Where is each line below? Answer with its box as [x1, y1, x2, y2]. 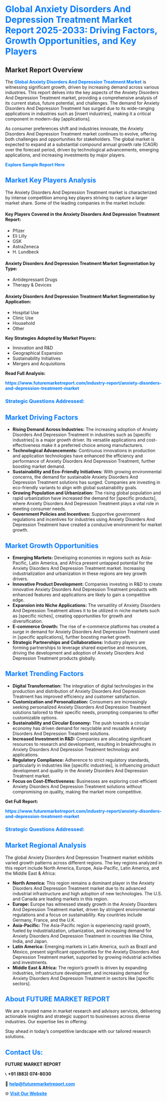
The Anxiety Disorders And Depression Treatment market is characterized [5, 189, 157, 195]
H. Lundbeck [12, 249, 39, 255]
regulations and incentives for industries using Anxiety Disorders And [12, 517, 155, 523]
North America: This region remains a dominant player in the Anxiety [12, 880, 155, 886]
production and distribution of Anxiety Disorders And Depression [12, 688, 146, 694]
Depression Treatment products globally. [12, 655, 96, 661]
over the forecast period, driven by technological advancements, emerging [5, 147, 159, 152]
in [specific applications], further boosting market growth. [12, 634, 131, 640]
